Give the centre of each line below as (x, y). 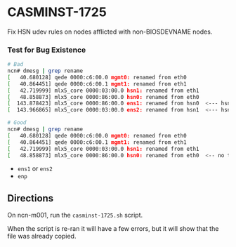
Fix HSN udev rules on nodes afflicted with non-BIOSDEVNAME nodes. (110, 32)
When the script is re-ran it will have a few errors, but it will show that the (113, 229)
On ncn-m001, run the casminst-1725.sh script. (75, 215)
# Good (17, 123)
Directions (31, 198)
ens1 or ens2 (35, 168)
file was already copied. (42, 236)
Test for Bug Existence (47, 50)
